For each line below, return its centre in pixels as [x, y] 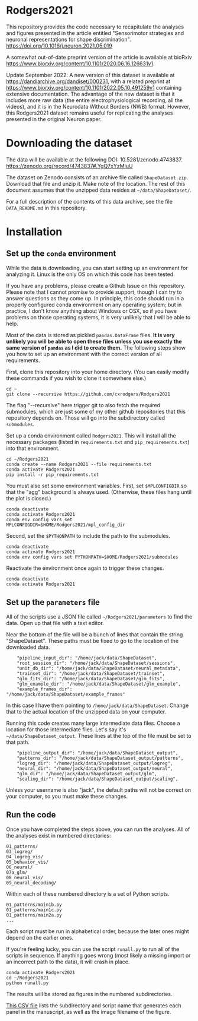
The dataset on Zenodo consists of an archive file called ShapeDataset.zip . [97, 177]
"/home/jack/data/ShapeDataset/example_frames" [66, 694]
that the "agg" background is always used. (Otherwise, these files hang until [99, 492]
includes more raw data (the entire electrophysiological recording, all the [95, 100]
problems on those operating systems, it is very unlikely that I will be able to [98, 317]
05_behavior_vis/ [27, 862]
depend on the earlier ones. [40, 937]
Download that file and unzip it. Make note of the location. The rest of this [96, 183]
